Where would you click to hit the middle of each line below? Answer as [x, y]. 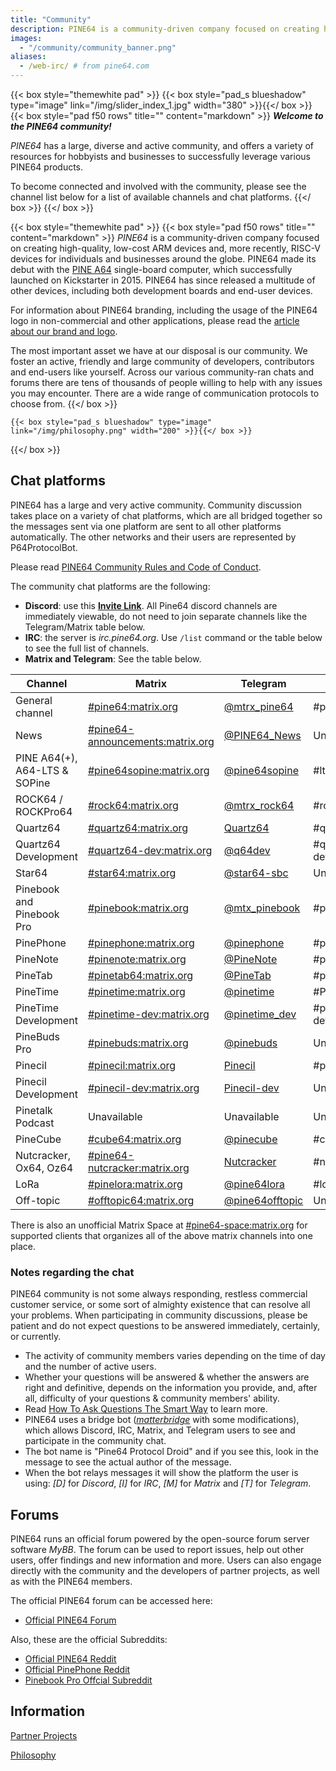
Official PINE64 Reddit [70, 1658]
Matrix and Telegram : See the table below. [113, 658]
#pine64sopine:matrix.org [148, 770]
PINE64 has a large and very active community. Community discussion [156, 505]
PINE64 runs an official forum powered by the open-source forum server [160, 1538]
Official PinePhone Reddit [77, 1669]
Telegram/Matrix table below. [85, 627]
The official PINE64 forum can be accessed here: [111, 1600]
